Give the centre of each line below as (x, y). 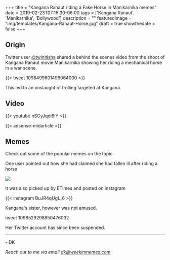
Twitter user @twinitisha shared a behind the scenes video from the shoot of (85, 57)
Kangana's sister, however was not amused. (51, 208)
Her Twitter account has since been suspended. (55, 227)
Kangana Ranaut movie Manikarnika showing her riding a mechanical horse (84, 62)
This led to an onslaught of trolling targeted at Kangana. (63, 87)
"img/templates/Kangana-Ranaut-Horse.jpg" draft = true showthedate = (80, 23)
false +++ (15, 29)
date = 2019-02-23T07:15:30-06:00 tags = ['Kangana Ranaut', (70, 13)
